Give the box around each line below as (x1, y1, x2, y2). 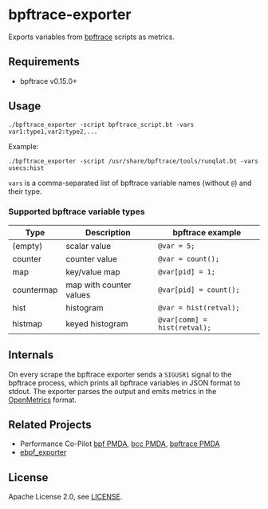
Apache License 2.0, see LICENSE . (8, 492, 123, 502)
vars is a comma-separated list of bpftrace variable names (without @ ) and (8, 178, 252, 187)
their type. (8, 186, 42, 196)
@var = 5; (158, 241, 195, 251)
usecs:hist (8, 164, 45, 172)
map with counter (65, 279, 132, 290)
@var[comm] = (158, 315, 207, 324)
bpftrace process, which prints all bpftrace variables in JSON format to (8, 377, 241, 388)
